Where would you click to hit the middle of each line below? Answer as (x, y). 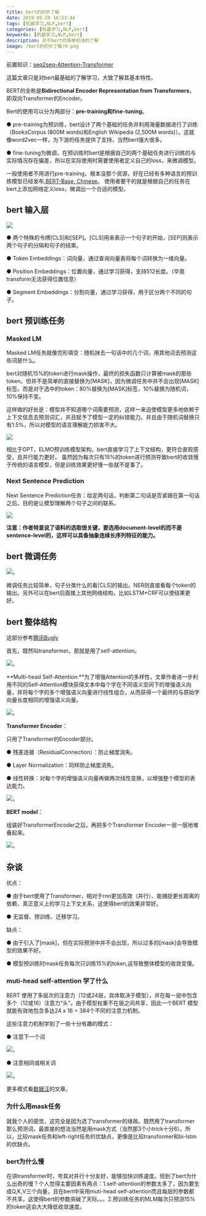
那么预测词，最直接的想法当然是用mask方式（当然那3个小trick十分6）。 (96, 1129)
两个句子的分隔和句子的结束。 (44, 245)
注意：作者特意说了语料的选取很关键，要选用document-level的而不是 (94, 527)
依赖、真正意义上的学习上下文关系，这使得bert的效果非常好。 (84, 904)
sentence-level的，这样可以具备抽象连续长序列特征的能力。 (82, 535)
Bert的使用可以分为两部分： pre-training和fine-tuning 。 (77, 111)
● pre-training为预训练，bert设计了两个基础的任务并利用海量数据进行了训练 (102, 124)
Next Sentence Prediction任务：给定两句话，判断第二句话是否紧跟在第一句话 (103, 495)
